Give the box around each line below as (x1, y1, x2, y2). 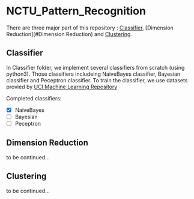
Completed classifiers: (6, 94, 62, 102)
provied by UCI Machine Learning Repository (6, 83, 118, 90)
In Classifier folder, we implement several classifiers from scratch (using (6, 64, 185, 71)
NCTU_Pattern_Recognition (6, 4, 146, 18)
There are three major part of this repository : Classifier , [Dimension (6, 24, 174, 31)
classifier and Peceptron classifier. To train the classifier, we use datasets (6, 76, 188, 84)
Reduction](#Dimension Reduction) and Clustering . (6, 30, 132, 37)
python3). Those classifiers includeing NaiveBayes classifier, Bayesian (6, 70, 181, 78)
